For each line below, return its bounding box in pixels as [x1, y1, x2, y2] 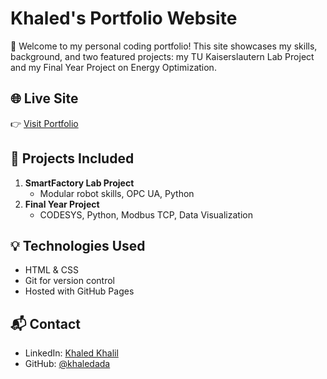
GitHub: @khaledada [24, 358, 111, 370]
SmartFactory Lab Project [24, 177, 135, 189]
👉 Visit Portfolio [10, 117, 79, 129]
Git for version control [24, 275, 116, 287]
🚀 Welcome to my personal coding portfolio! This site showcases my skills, [10, 40, 318, 52]
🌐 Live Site [10, 90, 79, 107]
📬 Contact [10, 315, 81, 332]
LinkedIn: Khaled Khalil [24, 347, 119, 359]
